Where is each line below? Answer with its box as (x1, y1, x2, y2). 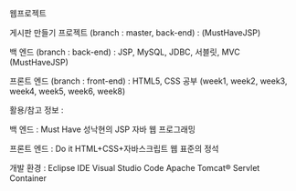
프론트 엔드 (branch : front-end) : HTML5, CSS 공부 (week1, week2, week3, (9, 75, 288, 86)
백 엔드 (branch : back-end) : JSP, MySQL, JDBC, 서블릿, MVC (9, 46, 240, 57)
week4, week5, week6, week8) (9, 85, 126, 96)
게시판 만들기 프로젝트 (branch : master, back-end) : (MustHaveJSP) (9, 27, 261, 38)
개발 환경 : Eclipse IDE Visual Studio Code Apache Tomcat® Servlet (9, 163, 260, 173)
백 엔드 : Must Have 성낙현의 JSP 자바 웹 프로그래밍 (9, 124, 196, 135)
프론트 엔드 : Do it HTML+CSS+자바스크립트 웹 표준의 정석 (9, 144, 219, 154)
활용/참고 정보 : (9, 105, 64, 116)
